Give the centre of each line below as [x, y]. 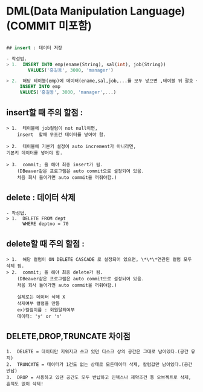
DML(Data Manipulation [67, 11]
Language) [157, 11]
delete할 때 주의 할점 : [45, 244]
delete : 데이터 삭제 [41, 198]
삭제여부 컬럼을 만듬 [39, 303]
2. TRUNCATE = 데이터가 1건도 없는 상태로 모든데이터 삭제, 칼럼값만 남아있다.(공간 [99, 365]
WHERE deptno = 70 [45, 224]
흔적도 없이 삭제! [25, 384]
